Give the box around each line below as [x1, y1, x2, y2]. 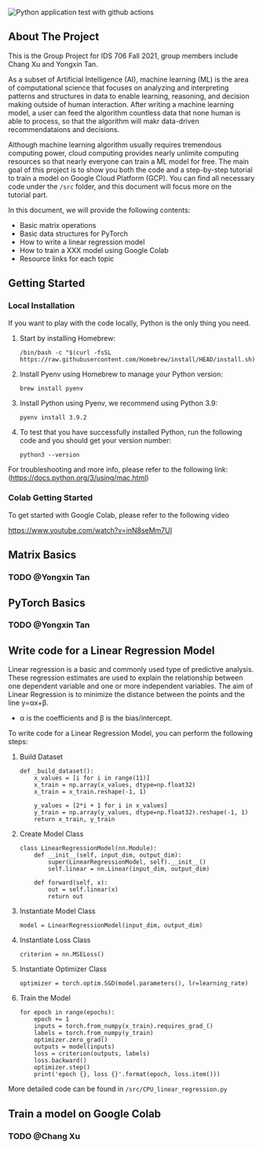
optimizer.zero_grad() [34, 1036, 108, 1044]
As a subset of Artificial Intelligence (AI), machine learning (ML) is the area [8, 75, 249, 84]
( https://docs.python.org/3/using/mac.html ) [8, 472, 149, 483]
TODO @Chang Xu [8, 1130, 81, 1141]
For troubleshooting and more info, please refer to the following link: [8, 464, 228, 474]
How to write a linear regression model [19, 237, 145, 247]
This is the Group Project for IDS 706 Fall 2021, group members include [8, 51, 239, 61]
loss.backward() [34, 1057, 87, 1065]
